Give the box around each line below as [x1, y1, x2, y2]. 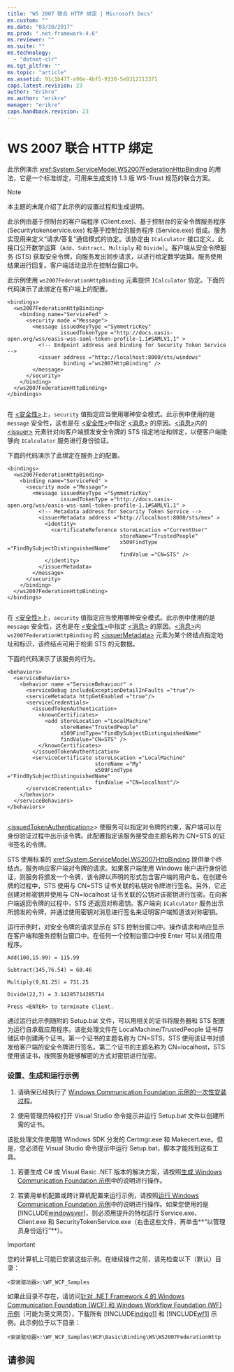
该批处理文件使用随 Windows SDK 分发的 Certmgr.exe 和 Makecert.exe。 [7, 1135, 217, 1143]
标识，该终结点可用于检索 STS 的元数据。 [19, 639, 139, 648]
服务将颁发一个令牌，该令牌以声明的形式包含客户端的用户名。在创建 [25, 872, 221, 881]
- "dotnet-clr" [13, 56, 58, 63]
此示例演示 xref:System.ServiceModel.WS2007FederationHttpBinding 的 [7, 165, 215, 173]
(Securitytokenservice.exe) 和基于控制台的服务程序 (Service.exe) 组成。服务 [7, 226, 227, 234]
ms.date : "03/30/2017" [7, 23, 73, 30]
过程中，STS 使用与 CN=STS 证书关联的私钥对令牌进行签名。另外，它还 [19, 881, 227, 890]
